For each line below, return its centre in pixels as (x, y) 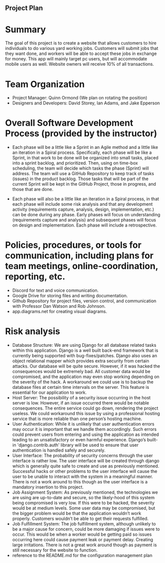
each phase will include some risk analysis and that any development (82, 204)
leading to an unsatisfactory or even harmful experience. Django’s (79, 440)
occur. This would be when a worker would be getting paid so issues (82, 534)
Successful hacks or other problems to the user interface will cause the (85, 471)
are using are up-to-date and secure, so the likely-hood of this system (83, 498)
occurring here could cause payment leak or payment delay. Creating (83, 540)
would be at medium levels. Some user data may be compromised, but (84, 508)
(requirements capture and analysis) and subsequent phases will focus (84, 220)
